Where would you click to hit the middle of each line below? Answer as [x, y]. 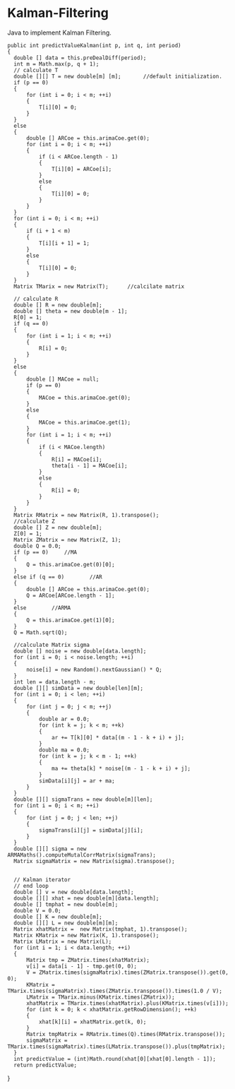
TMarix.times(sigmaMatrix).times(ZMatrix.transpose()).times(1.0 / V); [115, 991]
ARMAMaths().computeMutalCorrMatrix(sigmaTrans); [82, 855]
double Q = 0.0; [37, 546]
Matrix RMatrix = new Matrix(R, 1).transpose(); [86, 515]
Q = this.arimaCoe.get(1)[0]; [70, 620]
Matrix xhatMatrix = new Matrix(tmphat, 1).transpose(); [101, 929]
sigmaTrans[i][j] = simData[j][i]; [91, 830]
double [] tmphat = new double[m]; [66, 904]
